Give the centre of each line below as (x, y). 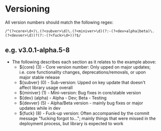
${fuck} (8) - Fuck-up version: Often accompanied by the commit (84, 113)
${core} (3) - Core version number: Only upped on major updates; (85, 67)
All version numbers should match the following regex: (59, 22)
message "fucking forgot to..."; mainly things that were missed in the (88, 118)
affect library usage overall (46, 87)
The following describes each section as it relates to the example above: (84, 62)
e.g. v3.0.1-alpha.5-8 (37, 50)
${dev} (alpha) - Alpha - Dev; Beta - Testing (63, 98)
